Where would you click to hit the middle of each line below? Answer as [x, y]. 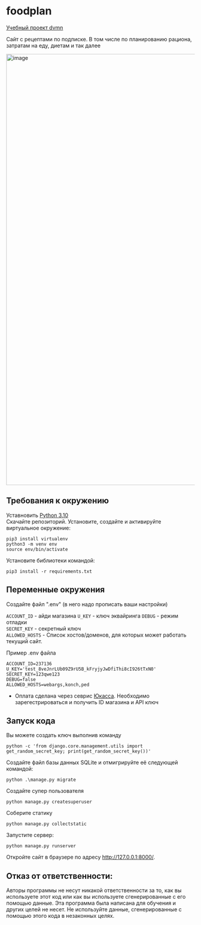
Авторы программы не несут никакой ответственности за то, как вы [94, 890]
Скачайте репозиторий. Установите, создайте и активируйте [84, 521]
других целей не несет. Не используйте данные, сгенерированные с [94, 909]
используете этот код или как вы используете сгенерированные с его [96, 897]
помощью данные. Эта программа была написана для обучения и [91, 903]
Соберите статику [29, 813]
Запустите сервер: [30, 835]
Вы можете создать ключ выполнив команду [64, 735]
